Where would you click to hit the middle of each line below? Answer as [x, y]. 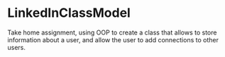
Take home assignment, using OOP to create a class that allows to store [112, 32]
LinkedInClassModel [69, 13]
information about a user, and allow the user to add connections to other [113, 39]
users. [17, 47]
